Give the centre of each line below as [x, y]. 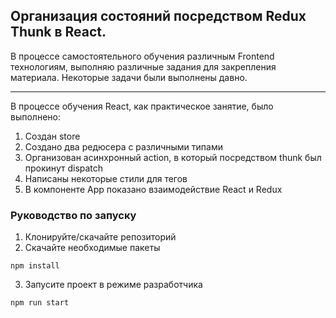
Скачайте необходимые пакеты [92, 248]
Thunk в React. [58, 32]
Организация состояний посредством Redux [158, 16]
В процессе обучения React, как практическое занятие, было [142, 106]
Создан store [52, 136]
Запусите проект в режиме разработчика [113, 285]
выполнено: [35, 116]
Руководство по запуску [73, 215]
